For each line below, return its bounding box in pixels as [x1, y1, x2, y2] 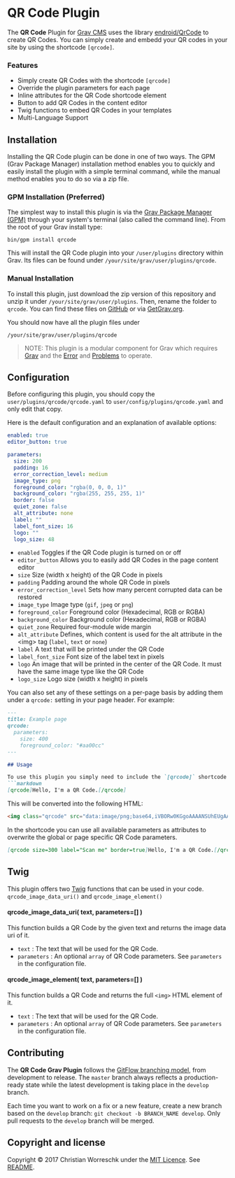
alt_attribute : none [13, 510, 73, 517]
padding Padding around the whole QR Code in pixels [17, 578, 170, 587]
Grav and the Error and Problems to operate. [24, 351, 152, 360]
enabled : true [7, 432, 49, 439]
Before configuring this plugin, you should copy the [7, 390, 155, 398]
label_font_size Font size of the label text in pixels [17, 652, 164, 661]
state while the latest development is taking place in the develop [25, 1080, 209, 1089]
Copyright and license [7, 1137, 106, 1149]
